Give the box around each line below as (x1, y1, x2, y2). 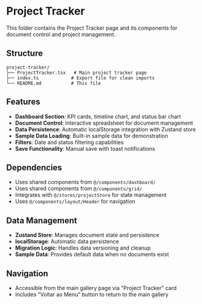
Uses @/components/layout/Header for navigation (14, 198, 136, 205)
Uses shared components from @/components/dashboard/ (14, 179, 156, 186)
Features (6, 97, 40, 107)
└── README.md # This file (6, 80, 101, 86)
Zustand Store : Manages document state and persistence (14, 231, 160, 239)
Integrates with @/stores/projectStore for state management (14, 191, 167, 199)
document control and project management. (6, 30, 116, 38)
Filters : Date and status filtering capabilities (14, 138, 124, 146)
